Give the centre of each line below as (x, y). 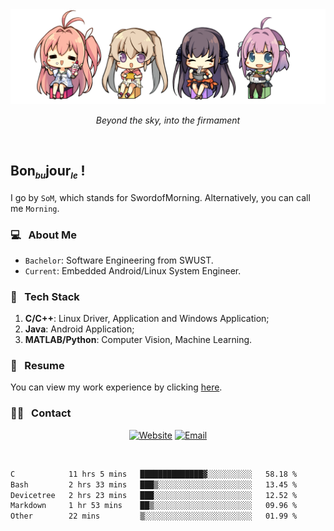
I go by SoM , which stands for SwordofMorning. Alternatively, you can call (160, 197)
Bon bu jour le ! (48, 172)
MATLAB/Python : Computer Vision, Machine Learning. (138, 340)
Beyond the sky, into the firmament (168, 120)
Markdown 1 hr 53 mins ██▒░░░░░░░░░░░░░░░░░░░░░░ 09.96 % (154, 506)
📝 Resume (37, 366)
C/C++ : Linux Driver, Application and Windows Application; (147, 319)
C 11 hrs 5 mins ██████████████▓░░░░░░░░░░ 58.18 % (154, 474)
